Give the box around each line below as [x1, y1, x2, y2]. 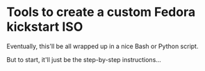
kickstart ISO [6, 19, 83, 35]
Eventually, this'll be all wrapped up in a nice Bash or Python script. [6, 42, 199, 50]
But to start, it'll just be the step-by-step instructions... [6, 55, 161, 63]
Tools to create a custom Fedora [6, 4, 196, 20]
